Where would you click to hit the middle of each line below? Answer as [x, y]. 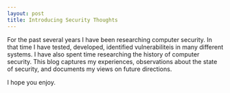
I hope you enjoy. [32, 82]
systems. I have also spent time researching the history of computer [103, 54]
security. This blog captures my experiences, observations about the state [112, 61]
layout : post [26, 13]
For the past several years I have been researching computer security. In [110, 39]
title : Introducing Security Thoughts [62, 20]
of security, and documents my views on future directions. [90, 69]
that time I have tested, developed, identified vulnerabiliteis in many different [115, 47]
